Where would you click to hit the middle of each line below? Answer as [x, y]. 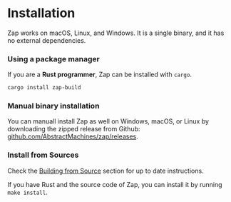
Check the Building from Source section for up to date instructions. [106, 171]
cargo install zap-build [44, 88]
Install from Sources [43, 155]
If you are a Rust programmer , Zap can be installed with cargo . [100, 75]
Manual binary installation [53, 106]
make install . [27, 192]
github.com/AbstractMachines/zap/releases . [73, 136]
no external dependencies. [47, 40]
